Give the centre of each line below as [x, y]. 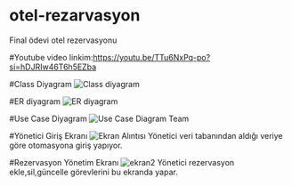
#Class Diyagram [41, 84]
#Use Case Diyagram [48, 118]
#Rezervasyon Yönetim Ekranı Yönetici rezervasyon [122, 162]
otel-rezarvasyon [75, 16]
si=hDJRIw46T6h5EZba [53, 67]
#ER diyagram [35, 101]
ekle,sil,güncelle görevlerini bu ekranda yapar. [93, 172]
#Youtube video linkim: [51, 57]
